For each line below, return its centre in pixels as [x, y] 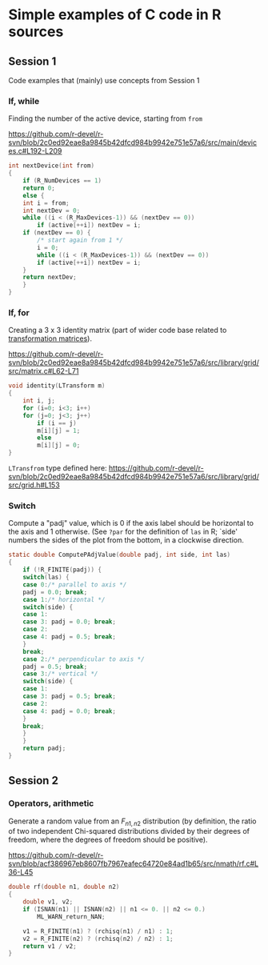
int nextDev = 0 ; [52, 210]
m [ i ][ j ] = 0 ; [59, 446]
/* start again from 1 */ [80, 240]
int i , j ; [39, 401]
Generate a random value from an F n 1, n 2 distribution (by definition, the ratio [132, 822]
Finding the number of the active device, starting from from [105, 118]
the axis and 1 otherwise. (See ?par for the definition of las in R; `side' [123, 532]
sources [36, 32]
